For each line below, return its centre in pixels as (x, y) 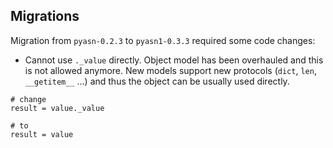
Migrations (45, 16)
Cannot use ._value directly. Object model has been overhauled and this (174, 60)
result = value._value (57, 108)
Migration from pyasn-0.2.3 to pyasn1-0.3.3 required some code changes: (163, 40)
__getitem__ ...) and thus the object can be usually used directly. (157, 81)
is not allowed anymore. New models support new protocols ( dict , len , (170, 70)
